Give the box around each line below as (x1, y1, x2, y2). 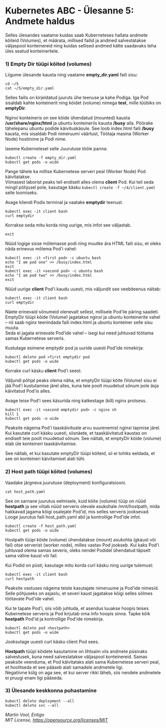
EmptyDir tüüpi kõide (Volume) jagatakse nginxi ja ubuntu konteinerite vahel (5, 314, 161, 320)
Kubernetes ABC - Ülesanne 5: (5, 5, 134, 16)
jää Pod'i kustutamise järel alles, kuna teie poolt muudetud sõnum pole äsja (5, 383, 159, 389)
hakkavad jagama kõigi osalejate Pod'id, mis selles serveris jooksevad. (5, 508, 150, 514)
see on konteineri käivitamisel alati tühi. (5, 456, 86, 462)
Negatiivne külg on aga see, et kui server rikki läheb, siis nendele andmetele (5, 669, 161, 676)
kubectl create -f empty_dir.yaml (5, 155, 77, 161)
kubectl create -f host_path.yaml (5, 523, 77, 528)
